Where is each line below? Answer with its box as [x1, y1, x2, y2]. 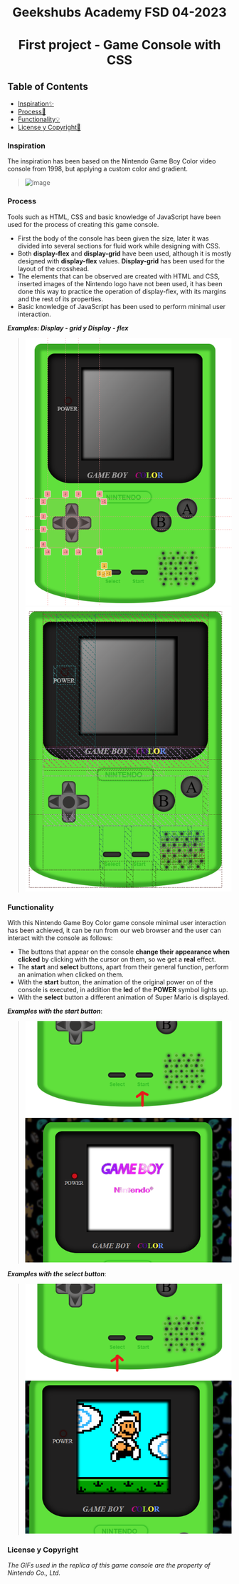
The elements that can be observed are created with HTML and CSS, [17, 272, 221, 281]
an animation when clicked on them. [17, 970, 124, 979]
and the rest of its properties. [17, 294, 103, 303]
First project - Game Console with [18, 37, 221, 54]
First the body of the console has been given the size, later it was [17, 233, 210, 243]
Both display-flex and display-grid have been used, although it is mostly [17, 249, 232, 258]
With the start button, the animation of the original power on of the [17, 977, 213, 986]
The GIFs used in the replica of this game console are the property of [7, 1561, 211, 1570]
